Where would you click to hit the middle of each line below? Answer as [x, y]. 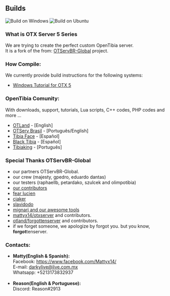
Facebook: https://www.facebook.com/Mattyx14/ [65, 262]
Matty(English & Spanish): [41, 256]
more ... [13, 115]
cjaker [19, 199]
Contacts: [18, 245]
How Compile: [23, 64]
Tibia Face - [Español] [36, 136]
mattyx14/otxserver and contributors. [52, 215]
